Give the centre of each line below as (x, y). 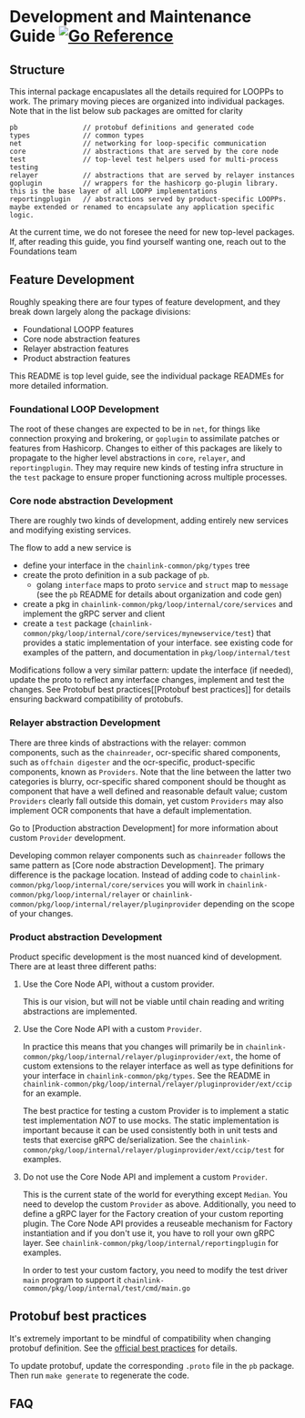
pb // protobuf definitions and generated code (132, 127)
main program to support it (72, 1280)
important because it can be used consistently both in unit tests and (150, 1130)
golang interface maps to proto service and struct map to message (162, 585)
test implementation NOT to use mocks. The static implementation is (151, 1120)
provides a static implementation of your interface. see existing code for (158, 643)
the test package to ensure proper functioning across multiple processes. (148, 477)
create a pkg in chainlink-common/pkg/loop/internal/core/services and (158, 604)
